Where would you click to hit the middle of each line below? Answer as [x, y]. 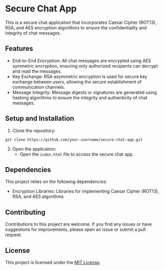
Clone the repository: [34, 130]
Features [19, 48]
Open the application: [34, 149]
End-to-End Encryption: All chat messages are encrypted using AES [82, 61]
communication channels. [39, 87]
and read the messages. [37, 71]
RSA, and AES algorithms [38, 196]
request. [14, 235]
